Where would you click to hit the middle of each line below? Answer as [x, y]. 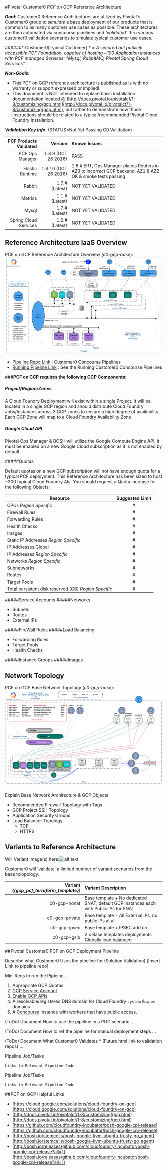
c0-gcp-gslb [67, 937]
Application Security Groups [41, 815]
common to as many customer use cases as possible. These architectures [82, 27]
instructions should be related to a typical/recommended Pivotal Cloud [85, 115]
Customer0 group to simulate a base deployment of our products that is [79, 22]
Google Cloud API [24, 428]
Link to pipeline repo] [27, 966]
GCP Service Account [35, 990]
